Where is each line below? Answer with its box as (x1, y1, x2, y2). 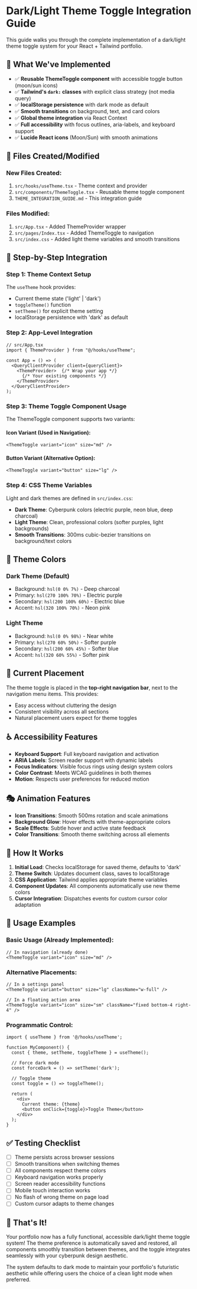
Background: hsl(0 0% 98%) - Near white (14, 632, 114, 639)
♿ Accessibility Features (6, 732, 98, 742)
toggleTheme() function (14, 301, 71, 308)
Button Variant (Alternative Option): (6, 454, 96, 461)
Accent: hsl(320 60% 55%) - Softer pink (14, 651, 110, 658)
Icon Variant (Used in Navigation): (6, 429, 91, 436)
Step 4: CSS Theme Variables (6, 481, 93, 489)
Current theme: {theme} (21, 1101, 81, 1107)
